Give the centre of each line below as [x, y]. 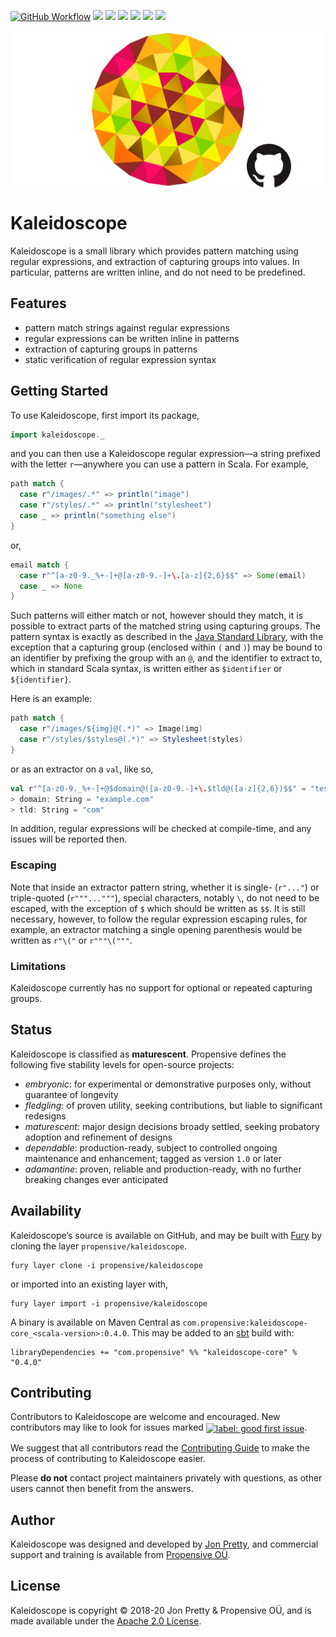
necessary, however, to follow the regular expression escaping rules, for [159, 919]
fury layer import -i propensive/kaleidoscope [109, 1303]
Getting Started [59, 391]
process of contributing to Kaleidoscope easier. [108, 1459]
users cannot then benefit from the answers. [102, 1489]
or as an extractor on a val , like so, [82, 769]
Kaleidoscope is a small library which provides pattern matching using [154, 251]
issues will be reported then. [69, 839]
